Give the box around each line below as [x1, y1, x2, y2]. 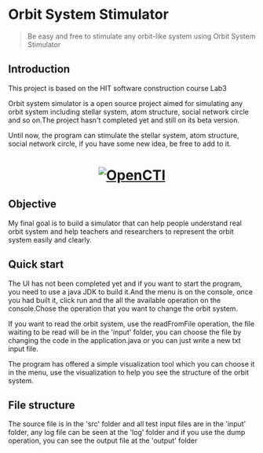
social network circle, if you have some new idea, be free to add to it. [8, 139, 232, 148]
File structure [8, 398, 75, 411]
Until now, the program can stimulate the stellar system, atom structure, [8, 130, 239, 140]
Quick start [8, 258, 64, 272]
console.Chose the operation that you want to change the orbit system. [8, 304, 238, 313]
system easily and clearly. [8, 235, 93, 244]
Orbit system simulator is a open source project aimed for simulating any [8, 98, 243, 108]
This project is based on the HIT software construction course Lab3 [8, 83, 228, 93]
